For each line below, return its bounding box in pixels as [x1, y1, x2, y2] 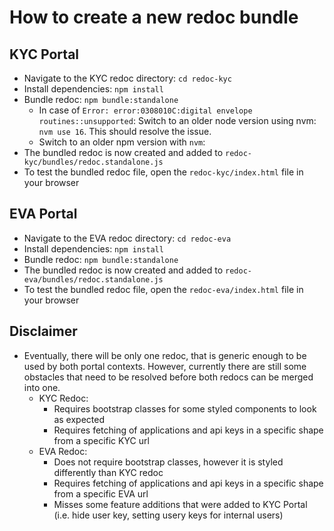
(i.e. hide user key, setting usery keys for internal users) [53, 509, 284, 521]
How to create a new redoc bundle [9, 6, 299, 29]
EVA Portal [9, 206, 78, 223]
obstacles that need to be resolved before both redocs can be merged [23, 371, 314, 383]
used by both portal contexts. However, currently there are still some [23, 360, 307, 372]
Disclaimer [9, 323, 78, 340]
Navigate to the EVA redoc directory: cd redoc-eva [23, 232, 232, 244]
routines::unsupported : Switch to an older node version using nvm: [38, 115, 317, 126]
